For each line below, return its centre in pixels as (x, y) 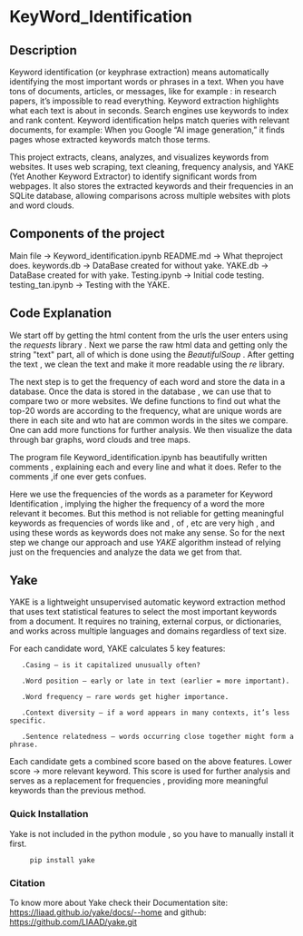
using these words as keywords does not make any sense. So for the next (147, 532)
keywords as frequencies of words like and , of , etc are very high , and (142, 523)
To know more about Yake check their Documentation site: (119, 903)
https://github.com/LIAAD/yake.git (73, 922)
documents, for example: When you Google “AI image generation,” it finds (147, 130)
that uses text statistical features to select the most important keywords (143, 612)
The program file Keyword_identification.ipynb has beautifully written (138, 457)
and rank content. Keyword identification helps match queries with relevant (150, 120)
